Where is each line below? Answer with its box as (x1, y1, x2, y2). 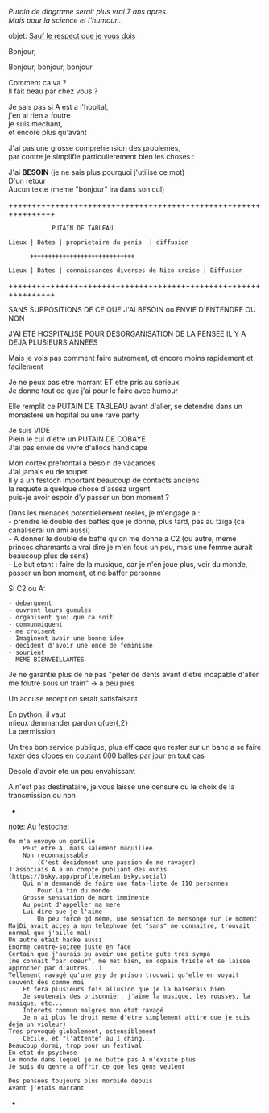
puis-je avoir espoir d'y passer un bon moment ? (8, 493, 169, 502)
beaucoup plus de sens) (8, 551, 89, 561)
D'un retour (8, 176, 47, 185)
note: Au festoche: (8, 821, 70, 831)
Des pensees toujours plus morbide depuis (8, 1077, 153, 1085)
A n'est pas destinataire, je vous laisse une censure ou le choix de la (8, 782, 235, 792)
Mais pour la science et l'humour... (8, 15, 123, 25)
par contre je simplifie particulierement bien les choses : (8, 152, 195, 161)
